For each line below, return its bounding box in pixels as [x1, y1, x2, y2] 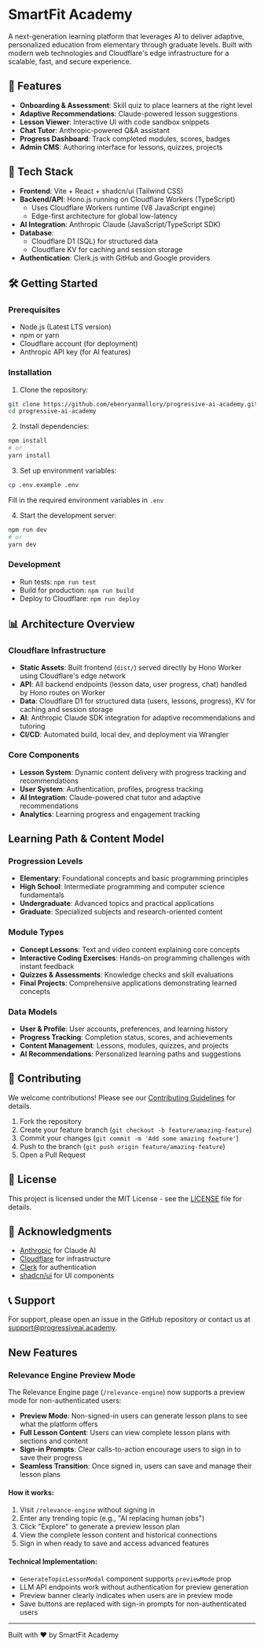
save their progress [19, 1452, 82, 1462]
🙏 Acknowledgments [8, 1225, 112, 1238]
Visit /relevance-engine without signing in [19, 1505, 156, 1515]
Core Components [8, 750, 80, 761]
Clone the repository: [19, 384, 89, 395]
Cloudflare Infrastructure [8, 645, 106, 656]
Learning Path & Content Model [8, 833, 165, 846]
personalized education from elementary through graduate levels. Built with [8, 39, 253, 49]
